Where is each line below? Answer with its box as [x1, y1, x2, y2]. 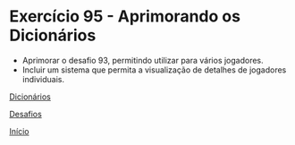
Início [9, 125, 29, 136]
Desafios [9, 108, 42, 119]
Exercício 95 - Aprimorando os [9, 6, 241, 27]
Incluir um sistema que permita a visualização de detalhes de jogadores [21, 64, 287, 75]
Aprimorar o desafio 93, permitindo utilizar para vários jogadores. [21, 55, 264, 65]
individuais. [21, 73, 65, 84]
